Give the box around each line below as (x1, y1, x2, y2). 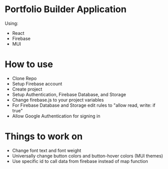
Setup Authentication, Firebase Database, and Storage (12, 91, 126, 97)
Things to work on (5, 131, 83, 142)
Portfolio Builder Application (5, 4, 127, 15)
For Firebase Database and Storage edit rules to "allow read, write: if (12, 102, 156, 108)
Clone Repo (12, 75, 37, 81)
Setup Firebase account (12, 80, 62, 87)
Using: (5, 20, 19, 26)
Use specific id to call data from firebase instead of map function (12, 158, 148, 164)
